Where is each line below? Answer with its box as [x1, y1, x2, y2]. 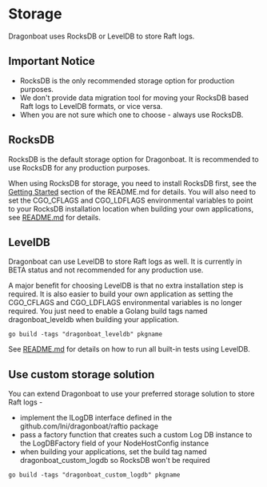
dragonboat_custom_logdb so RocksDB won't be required [19, 456, 210, 465]
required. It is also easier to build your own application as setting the [8, 289, 233, 299]
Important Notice [8, 54, 95, 68]
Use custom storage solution [8, 368, 155, 381]
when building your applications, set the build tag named [19, 447, 207, 457]
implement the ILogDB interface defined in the [19, 413, 173, 423]
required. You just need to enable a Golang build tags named [8, 306, 208, 316]
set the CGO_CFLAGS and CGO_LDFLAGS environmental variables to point [8, 195, 253, 205]
